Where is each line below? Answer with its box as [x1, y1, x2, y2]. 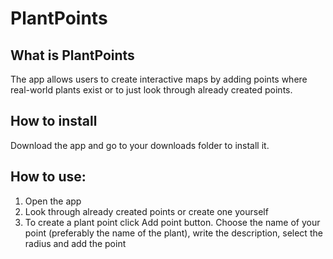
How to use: [10, 168, 87, 186]
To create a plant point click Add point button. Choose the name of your [24, 216, 321, 228]
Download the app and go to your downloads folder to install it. [10, 139, 270, 151]
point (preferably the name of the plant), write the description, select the [24, 227, 323, 239]
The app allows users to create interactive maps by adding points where [10, 73, 308, 85]
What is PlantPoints [10, 47, 135, 64]
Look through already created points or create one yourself [24, 205, 269, 217]
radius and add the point [24, 237, 127, 249]
